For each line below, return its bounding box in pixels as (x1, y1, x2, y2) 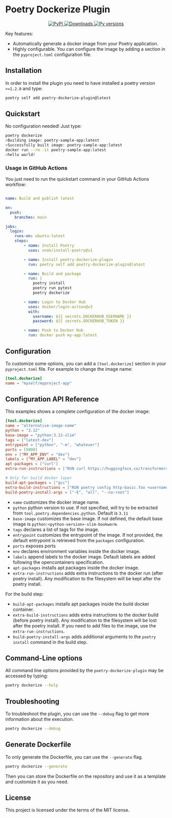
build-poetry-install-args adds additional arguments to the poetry (12, 633, 156, 640)
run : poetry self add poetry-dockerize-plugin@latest (28, 262, 145, 267)
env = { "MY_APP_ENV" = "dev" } (5, 452, 70, 457)
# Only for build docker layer (5, 475, 72, 481)
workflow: (5, 181, 27, 188)
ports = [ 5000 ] (5, 447, 38, 452)
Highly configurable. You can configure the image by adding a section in (12, 46, 165, 52)
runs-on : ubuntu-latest (14, 234, 66, 239)
